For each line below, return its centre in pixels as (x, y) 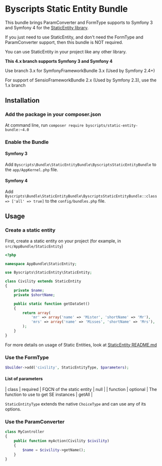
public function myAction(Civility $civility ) (62, 441)
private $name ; (29, 291)
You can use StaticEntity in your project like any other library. (66, 52)
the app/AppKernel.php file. (32, 170)
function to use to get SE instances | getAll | (49, 395)
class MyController (25, 432)
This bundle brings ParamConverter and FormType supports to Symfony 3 (79, 22)
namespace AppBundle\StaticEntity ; (41, 264)
